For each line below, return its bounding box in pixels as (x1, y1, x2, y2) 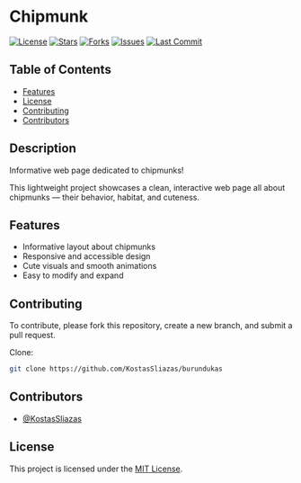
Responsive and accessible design (22, 251, 151, 262)
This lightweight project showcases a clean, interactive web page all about (9, 182, 286, 192)
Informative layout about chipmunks (22, 241, 155, 253)
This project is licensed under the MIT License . (9, 463, 183, 474)
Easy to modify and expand (22, 270, 124, 281)
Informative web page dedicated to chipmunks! (9, 165, 184, 175)
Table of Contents (9, 62, 112, 77)
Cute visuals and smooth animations (22, 261, 157, 272)
